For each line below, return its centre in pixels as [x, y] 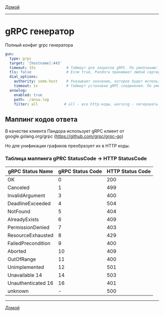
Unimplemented [26, 267]
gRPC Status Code [80, 171]
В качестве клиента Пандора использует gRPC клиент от [65, 131]
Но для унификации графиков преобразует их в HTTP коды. [68, 146]
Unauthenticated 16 [31, 283]
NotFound [19, 211]
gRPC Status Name [31, 171]
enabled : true [28, 95]
